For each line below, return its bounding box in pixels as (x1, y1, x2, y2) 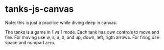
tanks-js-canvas (5, 3, 74, 15)
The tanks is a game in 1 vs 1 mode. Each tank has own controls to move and (5, 29, 160, 35)
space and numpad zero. (5, 39, 55, 45)
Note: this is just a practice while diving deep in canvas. (5, 20, 117, 25)
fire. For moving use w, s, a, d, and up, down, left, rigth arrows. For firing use (5, 34, 159, 40)
